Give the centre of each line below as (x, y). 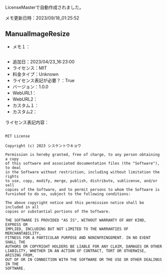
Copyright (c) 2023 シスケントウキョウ (43, 146)
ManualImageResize (37, 34)
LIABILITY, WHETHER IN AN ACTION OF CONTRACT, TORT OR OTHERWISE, (76, 251)
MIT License (17, 136)
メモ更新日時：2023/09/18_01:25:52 (42, 18)
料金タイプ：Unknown (35, 74)
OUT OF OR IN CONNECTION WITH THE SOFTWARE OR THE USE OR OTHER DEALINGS (84, 259)
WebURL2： (25, 99)
